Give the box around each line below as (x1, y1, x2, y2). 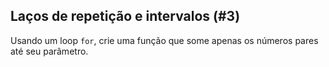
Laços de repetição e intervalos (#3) (10, 8, 241, 25)
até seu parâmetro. (10, 45, 89, 57)
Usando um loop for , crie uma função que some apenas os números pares (10, 34, 319, 46)
